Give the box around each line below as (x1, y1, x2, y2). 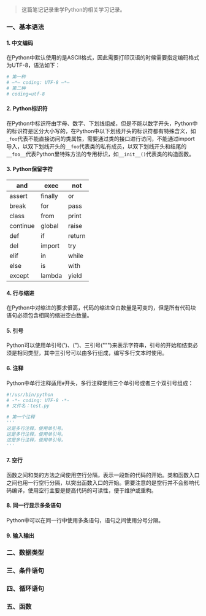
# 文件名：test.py (6, 403, 50, 409)
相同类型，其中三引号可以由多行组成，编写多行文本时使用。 (17, 349, 167, 357)
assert (9, 192, 28, 200)
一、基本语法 (6, 23, 45, 31)
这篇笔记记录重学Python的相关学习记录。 (21, 6, 126, 13)
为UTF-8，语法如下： (6, 61, 61, 69)
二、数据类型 (6, 549, 45, 557)
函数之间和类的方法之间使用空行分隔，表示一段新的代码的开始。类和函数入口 (6, 471, 200, 479)
